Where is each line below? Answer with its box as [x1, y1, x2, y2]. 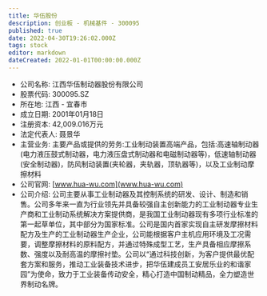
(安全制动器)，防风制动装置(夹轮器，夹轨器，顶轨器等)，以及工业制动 [19, 159, 248, 169]
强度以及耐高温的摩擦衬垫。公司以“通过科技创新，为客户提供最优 [34, 249, 248, 258]
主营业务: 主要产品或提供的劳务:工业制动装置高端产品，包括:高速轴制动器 [19, 139, 260, 149]
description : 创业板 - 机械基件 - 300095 [8, 19, 140, 27]
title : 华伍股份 [8, 11, 58, 20]
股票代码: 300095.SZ [19, 89, 90, 98]
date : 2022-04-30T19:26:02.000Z [8, 34, 116, 42]
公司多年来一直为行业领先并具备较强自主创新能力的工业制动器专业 [34, 199, 252, 209]
